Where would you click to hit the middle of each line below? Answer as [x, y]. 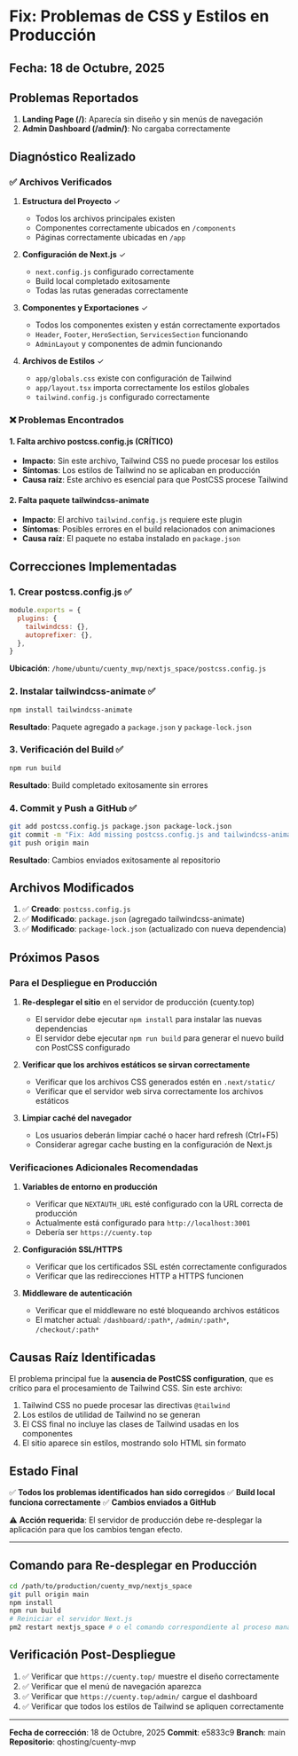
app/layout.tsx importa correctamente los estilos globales [142, 388]
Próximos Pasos [55, 957]
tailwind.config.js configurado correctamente [122, 398]
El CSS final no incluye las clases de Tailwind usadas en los [130, 1424]
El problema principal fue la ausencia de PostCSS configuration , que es [141, 1379]
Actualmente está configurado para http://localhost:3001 [143, 1223]
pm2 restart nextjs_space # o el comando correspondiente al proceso [141, 1627]
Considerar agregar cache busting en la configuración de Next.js [154, 1145]
